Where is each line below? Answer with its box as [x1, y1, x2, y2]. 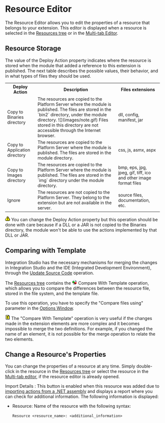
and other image [118, 175, 151, 181]
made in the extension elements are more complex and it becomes [5, 320, 140, 326]
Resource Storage [5, 44, 61, 53]
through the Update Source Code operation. [5, 270, 94, 276]
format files [118, 180, 141, 186]
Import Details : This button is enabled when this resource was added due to [5, 383, 160, 389]
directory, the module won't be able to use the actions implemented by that [5, 227, 157, 233]
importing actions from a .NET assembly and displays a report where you [5, 389, 153, 395]
